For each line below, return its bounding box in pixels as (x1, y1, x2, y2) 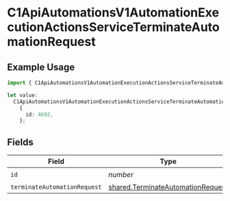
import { (7, 80, 32, 86)
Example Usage (7, 61, 75, 73)
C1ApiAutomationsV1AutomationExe (7, 5, 220, 21)
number (108, 169, 133, 179)
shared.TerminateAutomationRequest (108, 182, 228, 192)
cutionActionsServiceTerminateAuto (7, 19, 220, 35)
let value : (7, 91, 38, 99)
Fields (7, 136, 34, 148)
